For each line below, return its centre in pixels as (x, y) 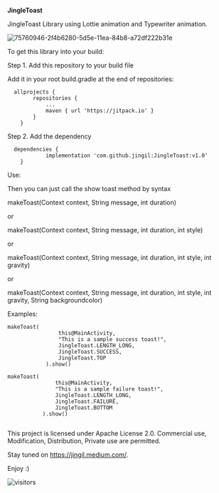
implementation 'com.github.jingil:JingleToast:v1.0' (127, 156)
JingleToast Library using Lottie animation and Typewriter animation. (107, 24)
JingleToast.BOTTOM (84, 408)
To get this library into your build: (56, 52)
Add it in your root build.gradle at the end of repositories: (91, 79)
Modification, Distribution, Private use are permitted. (84, 441)
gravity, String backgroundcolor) (55, 300)
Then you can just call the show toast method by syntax (89, 189)
